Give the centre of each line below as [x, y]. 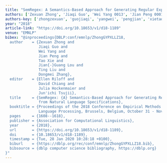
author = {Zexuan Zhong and [42, 42]
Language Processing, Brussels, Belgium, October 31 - [96, 112]
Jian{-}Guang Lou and [61, 65]
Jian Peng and [53, 56]
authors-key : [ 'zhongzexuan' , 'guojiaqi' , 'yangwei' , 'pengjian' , [75, 19]
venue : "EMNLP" [21, 33]
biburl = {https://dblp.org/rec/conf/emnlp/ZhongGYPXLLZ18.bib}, [82, 144]
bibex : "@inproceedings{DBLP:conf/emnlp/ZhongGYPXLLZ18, [65, 38]
